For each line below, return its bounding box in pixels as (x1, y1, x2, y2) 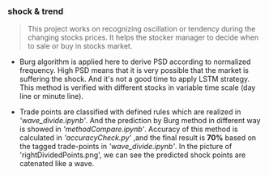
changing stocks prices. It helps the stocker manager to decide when (27, 32, 259, 42)
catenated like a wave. (19, 159, 95, 169)
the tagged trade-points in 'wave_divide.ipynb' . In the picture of (19, 142, 233, 152)
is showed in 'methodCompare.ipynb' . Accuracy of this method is (19, 124, 238, 134)
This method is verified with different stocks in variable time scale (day (19, 83, 256, 92)
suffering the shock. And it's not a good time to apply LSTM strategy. (19, 75, 250, 84)
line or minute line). (19, 92, 84, 101)
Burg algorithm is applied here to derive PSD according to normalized (19, 57, 251, 66)
